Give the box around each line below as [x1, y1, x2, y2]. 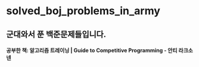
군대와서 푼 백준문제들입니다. [6, 29, 107, 39]
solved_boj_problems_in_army [6, 4, 161, 18]
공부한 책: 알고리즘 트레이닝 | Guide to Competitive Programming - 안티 [6, 47, 178, 54]
